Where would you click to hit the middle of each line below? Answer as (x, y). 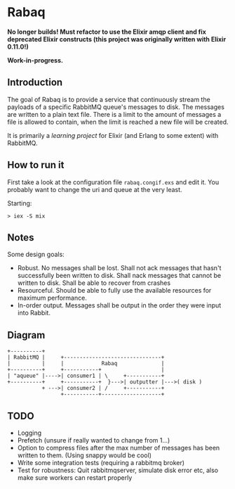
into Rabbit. (34, 313)
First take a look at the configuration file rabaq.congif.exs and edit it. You (113, 182)
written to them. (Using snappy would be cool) (85, 455)
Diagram (26, 335)
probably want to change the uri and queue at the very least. (95, 189)
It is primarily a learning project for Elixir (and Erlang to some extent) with (113, 135)
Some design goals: (36, 255)
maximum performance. (52, 298)
